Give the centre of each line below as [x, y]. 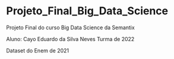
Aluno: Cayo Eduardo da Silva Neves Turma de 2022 [70, 39]
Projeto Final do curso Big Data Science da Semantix [70, 27]
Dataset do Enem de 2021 [38, 50]
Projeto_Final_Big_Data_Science [87, 11]
